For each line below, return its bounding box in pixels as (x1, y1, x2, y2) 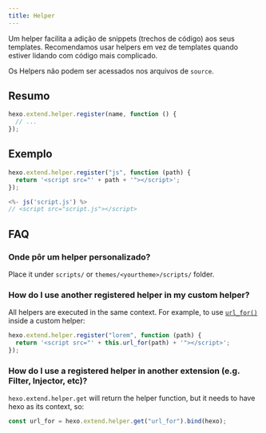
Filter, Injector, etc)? (8, 375, 88, 386)
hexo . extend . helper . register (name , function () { (8, 110, 177, 118)
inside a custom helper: (8, 316, 85, 326)
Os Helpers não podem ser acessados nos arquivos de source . (8, 66, 214, 76)
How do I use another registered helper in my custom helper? (8, 289, 250, 300)
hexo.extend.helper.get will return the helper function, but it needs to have (8, 393, 256, 403)
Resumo (8, 89, 50, 103)
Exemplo (8, 147, 53, 161)
